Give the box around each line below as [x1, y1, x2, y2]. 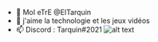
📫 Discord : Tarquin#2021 [15, 25, 102, 34]
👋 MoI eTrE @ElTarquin [15, 8, 92, 17]
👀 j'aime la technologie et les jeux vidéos [15, 16, 150, 25]
